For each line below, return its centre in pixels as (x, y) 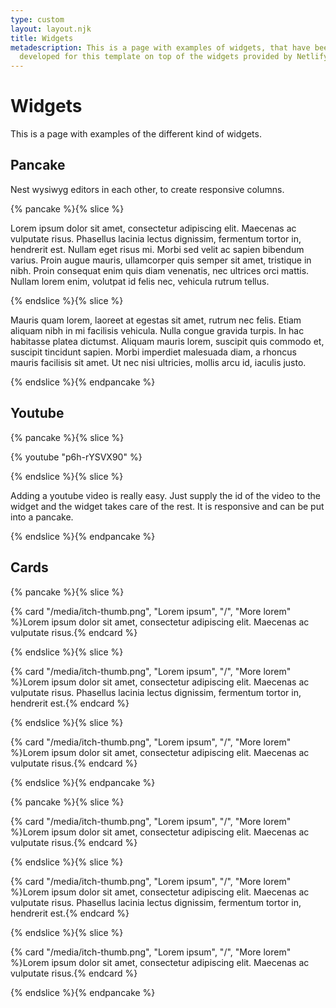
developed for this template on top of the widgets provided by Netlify (174, 57)
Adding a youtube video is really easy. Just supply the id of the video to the (165, 495)
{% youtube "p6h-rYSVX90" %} (76, 457)
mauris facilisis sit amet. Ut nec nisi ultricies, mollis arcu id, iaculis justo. (158, 362)
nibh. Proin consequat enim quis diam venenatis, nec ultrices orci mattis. (160, 270)
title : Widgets (42, 38)
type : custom (37, 19)
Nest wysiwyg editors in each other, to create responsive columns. (147, 189)
